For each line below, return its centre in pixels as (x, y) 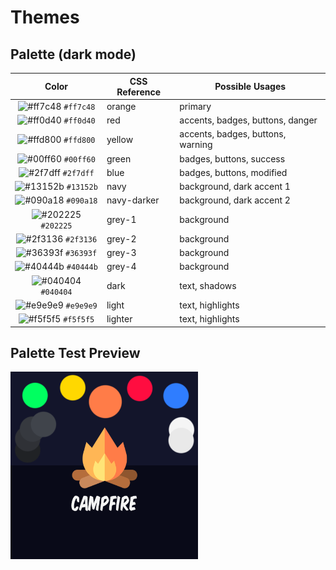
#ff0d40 (79, 121)
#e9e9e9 (81, 306)
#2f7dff (78, 173)
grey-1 (121, 219)
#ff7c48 (79, 107)
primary (195, 106)
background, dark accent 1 (235, 186)
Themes (45, 17)
